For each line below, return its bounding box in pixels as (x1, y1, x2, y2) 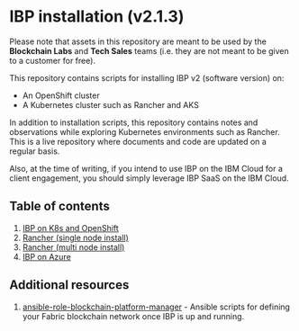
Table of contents (9, 199, 110, 214)
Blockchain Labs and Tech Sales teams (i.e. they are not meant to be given (9, 45, 290, 56)
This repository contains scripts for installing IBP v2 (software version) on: (9, 72, 285, 83)
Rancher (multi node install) (22, 241, 125, 253)
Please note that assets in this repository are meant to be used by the (9, 36, 267, 47)
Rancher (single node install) (22, 232, 129, 243)
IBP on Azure (22, 251, 72, 262)
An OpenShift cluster (22, 90, 101, 101)
